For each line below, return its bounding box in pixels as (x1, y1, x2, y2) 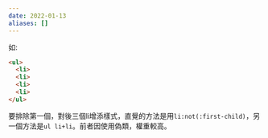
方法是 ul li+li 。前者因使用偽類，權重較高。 (22, 121, 171, 131)
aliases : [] (8, 19, 48, 27)
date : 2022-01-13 (8, 11, 67, 20)
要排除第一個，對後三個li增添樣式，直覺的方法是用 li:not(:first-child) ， (8, 111, 254, 120)
